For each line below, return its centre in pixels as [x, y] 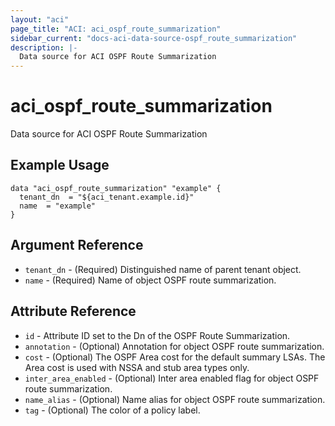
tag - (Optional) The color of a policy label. [112, 410]
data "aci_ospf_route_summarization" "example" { [116, 188]
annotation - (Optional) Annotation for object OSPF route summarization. [174, 346]
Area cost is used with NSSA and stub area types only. [137, 367]
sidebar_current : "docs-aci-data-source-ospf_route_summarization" [154, 38]
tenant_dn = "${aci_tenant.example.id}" [107, 197]
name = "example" [58, 206]
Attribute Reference [73, 311]
